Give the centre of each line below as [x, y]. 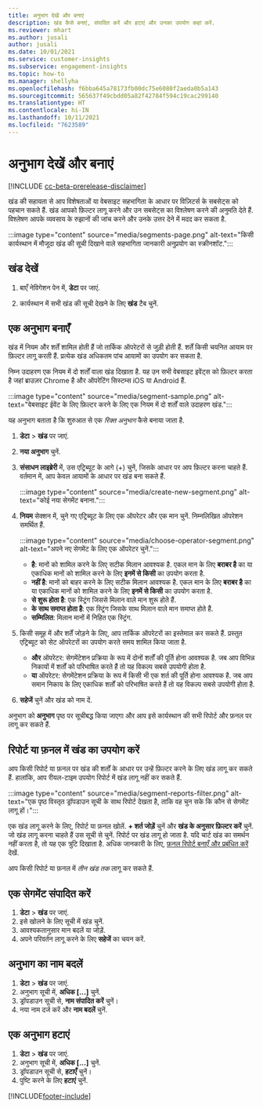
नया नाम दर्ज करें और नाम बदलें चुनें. [63, 1009]
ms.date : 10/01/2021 [42, 52]
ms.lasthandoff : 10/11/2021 [54, 118]
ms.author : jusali [38, 37]
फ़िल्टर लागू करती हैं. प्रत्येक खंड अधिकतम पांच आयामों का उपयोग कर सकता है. [105, 356]
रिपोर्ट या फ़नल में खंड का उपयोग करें [74, 750]
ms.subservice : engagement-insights [68, 67]
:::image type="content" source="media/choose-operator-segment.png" [137, 541]
